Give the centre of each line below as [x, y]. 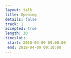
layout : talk [19, 10]
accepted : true [21, 29]
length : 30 [16, 33]
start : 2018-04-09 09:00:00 [36, 43]
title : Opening [21, 15]
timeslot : [15, 38]
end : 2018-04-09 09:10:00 [34, 47]
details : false [21, 19]
